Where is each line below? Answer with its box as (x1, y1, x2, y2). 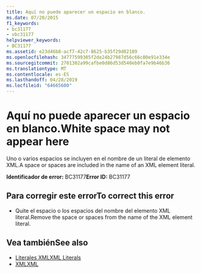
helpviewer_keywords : (6, 37, 62, 43)
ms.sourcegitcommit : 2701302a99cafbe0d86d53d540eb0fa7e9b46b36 (6, 60, 171, 66)
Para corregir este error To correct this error (6, 191, 175, 201)
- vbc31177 (6, 32, 34, 38)
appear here (6, 135, 69, 149)
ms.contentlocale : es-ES (6, 71, 69, 77)
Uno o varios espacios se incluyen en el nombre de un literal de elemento (6, 155, 191, 162)
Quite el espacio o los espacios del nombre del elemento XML (15, 207, 171, 214)
